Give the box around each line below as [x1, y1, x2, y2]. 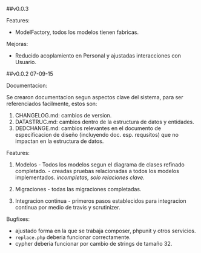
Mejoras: [6, 41, 28, 47]
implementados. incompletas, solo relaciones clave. [15, 174, 145, 181]
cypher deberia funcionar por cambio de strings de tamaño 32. [15, 240, 173, 247]
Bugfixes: [6, 215, 30, 223]
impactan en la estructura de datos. [15, 137, 104, 145]
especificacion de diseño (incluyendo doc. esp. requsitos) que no [15, 131, 179, 138]
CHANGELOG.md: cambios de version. [15, 112, 112, 119]
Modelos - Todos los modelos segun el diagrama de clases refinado [15, 161, 185, 168]
